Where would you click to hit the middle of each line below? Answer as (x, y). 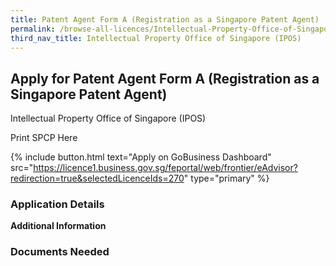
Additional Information (58, 226)
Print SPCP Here (44, 138)
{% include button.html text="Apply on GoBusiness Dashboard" (141, 157)
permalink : (33, 29)
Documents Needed (60, 252)
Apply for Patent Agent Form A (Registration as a (165, 78)
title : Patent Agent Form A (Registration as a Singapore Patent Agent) (165, 19)
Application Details (57, 204)
